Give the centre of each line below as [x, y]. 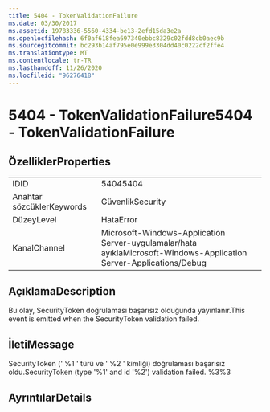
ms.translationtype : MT [48, 53]
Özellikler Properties [59, 162]
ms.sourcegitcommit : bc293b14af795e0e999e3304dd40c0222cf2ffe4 [117, 46]
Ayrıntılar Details [50, 397]
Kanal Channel [39, 247]
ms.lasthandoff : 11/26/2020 [55, 68]
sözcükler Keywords [49, 206]
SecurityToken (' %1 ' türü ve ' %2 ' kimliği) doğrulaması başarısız [117, 364]
